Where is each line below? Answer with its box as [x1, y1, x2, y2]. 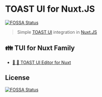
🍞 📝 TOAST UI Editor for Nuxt [12, 59, 71, 65]
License [5, 73, 30, 82]
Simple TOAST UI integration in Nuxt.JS [17, 29, 97, 35]
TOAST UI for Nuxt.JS [5, 3, 95, 15]
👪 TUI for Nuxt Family [5, 44, 75, 52]
